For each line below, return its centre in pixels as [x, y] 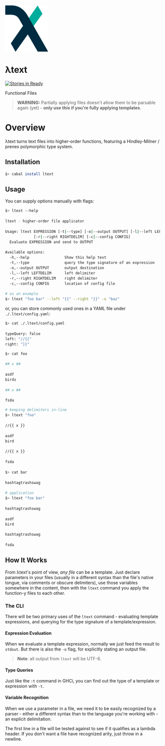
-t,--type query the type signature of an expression [82, 263]
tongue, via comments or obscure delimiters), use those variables [71, 583]
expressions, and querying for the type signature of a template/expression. [81, 621]
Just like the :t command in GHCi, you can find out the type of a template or [82, 681]
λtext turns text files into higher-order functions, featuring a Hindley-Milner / [82, 141]
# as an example [22, 294]
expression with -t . [25, 686]
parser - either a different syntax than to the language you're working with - [82, 714]
